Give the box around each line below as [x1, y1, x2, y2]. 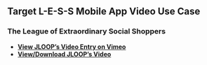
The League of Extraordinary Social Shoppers [7, 27, 166, 36]
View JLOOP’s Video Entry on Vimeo [17, 42, 126, 51]
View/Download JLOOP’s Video [17, 50, 112, 58]
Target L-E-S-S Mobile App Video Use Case [7, 6, 201, 17]
